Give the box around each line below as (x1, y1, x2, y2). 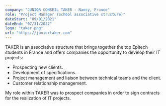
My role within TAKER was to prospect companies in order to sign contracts (5, 90, 160, 96)
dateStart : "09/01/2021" (5, 16, 57, 21)
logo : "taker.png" (5, 26, 43, 31)
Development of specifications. (12, 70, 77, 75)
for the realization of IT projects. (5, 95, 71, 101)
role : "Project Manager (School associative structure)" (5, 12, 126, 17)
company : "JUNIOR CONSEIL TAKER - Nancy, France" (5, 7, 110, 12)
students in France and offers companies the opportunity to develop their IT (5, 49, 161, 55)
